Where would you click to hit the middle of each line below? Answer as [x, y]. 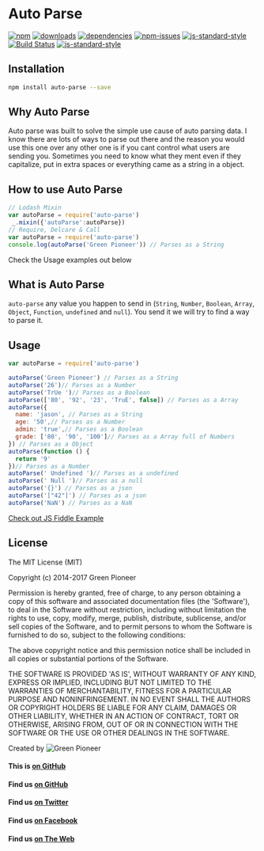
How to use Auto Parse [66, 190]
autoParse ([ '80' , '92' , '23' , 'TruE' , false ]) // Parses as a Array [123, 400]
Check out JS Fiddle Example [56, 518]
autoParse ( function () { [49, 451]
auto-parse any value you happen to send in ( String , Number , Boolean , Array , [132, 304]
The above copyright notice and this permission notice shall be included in [129, 650]
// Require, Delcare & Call [55, 230]
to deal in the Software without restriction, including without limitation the [127, 610]
